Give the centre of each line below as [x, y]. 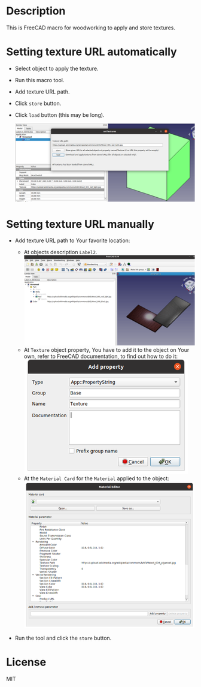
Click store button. [38, 103]
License [26, 662]
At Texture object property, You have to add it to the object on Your [106, 350]
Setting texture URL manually [80, 224]
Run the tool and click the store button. [63, 638]
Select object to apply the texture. [57, 68]
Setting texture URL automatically [92, 52]
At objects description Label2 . [60, 252]
